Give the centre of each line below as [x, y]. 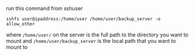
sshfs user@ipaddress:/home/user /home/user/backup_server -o [83, 19]
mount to [17, 47]
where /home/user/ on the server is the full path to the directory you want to [97, 35]
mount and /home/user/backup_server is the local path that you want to [91, 41]
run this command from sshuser [44, 8]
